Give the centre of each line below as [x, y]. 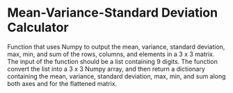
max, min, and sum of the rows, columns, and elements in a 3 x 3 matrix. [111, 54]
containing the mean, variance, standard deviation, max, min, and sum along [116, 76]
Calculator [38, 27]
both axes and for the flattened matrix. [62, 83]
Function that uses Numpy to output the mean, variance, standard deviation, [116, 46]
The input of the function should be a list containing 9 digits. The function [112, 61]
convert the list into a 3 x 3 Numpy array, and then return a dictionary [106, 69]
